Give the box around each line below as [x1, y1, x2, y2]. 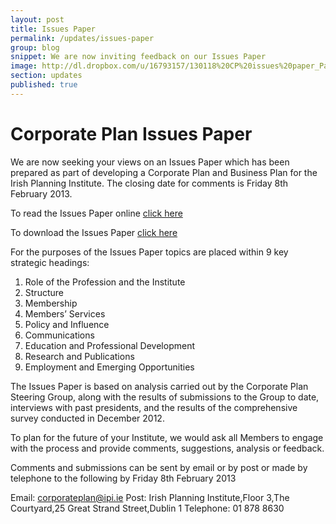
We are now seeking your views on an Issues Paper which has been [10, 156, 290, 168]
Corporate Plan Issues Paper [10, 122, 253, 145]
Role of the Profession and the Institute [24, 276, 186, 288]
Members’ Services [24, 307, 106, 320]
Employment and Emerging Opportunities [24, 361, 195, 373]
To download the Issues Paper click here [10, 226, 178, 238]
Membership [24, 297, 78, 309]
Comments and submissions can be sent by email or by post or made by [10, 461, 308, 473]
